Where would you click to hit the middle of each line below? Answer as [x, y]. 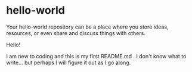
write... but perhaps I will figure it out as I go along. [69, 62]
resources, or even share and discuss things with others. [76, 33]
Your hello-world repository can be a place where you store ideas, [87, 27]
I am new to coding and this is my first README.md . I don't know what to [96, 56]
